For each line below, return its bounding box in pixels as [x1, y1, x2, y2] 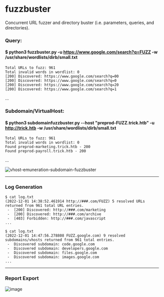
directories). [5, 25, 30, 30]
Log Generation [5, 184, 43, 191]
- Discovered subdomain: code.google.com [7, 242, 95, 247]
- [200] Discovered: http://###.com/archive [7, 212, 102, 217]
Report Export [5, 275, 39, 282]
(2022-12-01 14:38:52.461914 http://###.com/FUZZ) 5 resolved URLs [5, 199, 145, 204]
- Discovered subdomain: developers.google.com [7, 246, 108, 251]
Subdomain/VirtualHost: [5, 107, 64, 114]
